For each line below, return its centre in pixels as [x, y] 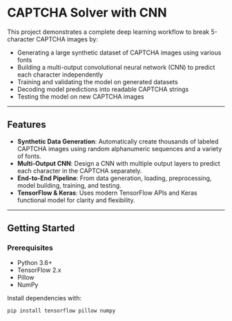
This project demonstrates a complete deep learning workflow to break [108, 32]
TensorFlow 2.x [39, 270]
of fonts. [29, 156]
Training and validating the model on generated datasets [97, 81]
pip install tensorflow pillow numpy [61, 311]
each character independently [60, 75]
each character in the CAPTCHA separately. [79, 171]
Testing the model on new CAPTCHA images [80, 96]
